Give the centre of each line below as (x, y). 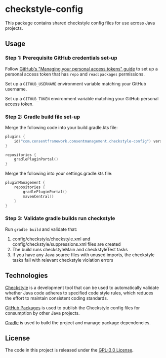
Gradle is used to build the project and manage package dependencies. (78, 322)
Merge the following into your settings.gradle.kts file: (59, 174)
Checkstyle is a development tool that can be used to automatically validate (82, 287)
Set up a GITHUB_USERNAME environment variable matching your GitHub (76, 83)
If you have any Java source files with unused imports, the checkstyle (83, 255)
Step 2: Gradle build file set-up (43, 117)
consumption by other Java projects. (42, 313)
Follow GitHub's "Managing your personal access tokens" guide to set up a (82, 69)
